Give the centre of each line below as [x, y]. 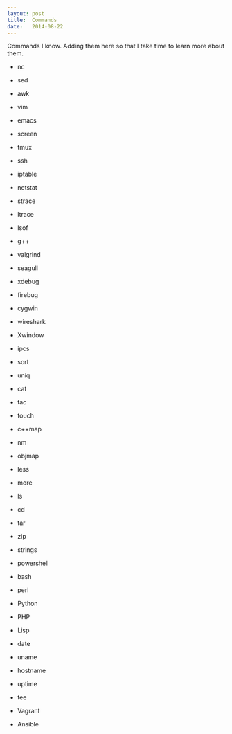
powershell [33, 563]
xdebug [28, 282]
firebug [28, 295]
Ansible [28, 724]
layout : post [26, 14]
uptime [27, 684]
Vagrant [28, 711]
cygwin [27, 308]
